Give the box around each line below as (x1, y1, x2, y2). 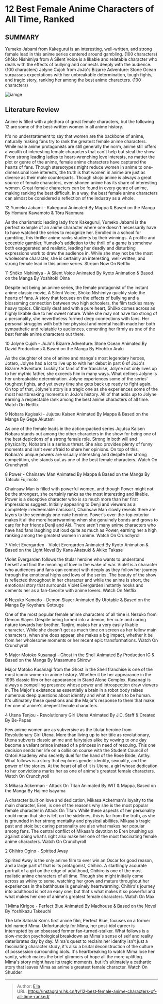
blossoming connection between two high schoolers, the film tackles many (5, 300, 155, 306)
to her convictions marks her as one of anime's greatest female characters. (5, 768, 155, 774)
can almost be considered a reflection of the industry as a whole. (5, 195, 135, 201)
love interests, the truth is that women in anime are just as (30, 169, 146, 175)
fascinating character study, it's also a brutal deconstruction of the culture (5, 943, 153, 949)
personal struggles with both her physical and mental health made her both (5, 321, 155, 326)
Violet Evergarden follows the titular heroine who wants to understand (5, 556, 145, 562)
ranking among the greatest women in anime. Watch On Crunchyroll (5, 532, 141, 538)
